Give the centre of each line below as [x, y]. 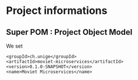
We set [15, 46]
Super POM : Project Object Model [69, 32]
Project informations [57, 11]
